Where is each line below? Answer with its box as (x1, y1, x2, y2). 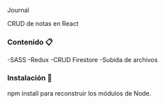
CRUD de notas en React (7, 20, 79, 27)
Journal (7, 6, 29, 14)
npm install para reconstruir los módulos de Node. (7, 89, 152, 97)
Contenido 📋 (7, 37, 53, 47)
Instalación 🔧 (7, 73, 52, 83)
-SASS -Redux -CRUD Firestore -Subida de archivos (7, 56, 158, 64)
